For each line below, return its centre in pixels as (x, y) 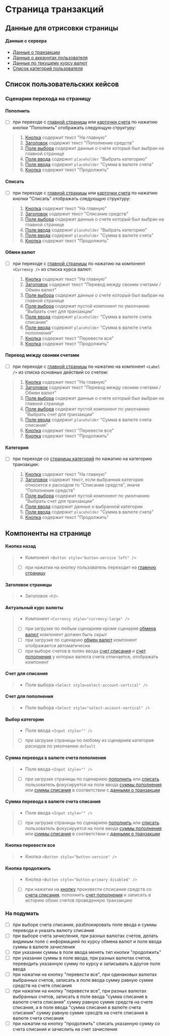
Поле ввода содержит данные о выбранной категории (84, 507)
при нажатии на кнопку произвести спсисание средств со (88, 889)
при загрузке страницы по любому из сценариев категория (89, 741)
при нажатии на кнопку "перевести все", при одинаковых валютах (85, 974)
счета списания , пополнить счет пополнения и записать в (88, 895)
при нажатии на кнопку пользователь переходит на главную (91, 567)
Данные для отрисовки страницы (62, 28)
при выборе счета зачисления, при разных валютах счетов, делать (85, 936)
